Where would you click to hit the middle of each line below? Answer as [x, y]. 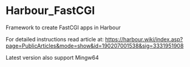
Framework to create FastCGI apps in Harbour [63, 27]
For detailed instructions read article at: [55, 39]
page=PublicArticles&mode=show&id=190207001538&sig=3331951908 [95, 46]
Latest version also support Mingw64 [52, 57]
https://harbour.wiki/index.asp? [144, 39]
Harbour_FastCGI [50, 11]
